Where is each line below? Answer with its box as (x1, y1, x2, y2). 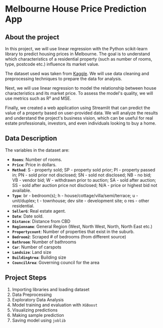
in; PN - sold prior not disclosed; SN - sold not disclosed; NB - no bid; (12, 172, 152, 178)
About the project (5, 33, 60, 41)
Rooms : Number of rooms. (12, 156, 62, 162)
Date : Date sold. (12, 213, 44, 219)
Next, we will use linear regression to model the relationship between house (5, 85, 157, 91)
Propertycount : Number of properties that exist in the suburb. (12, 229, 135, 234)
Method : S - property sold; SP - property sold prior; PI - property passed (12, 167, 155, 172)
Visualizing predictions (12, 307, 58, 313)
